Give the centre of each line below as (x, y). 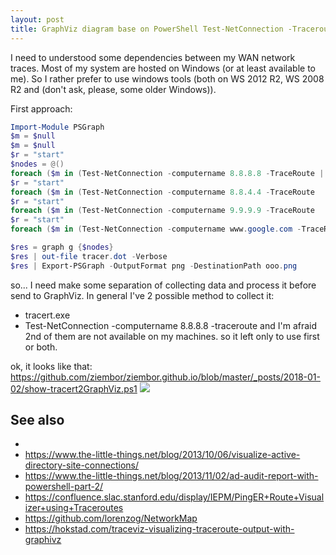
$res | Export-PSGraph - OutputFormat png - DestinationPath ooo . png (154, 266)
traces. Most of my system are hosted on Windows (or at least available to (163, 68)
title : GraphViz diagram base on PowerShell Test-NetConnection (147, 29)
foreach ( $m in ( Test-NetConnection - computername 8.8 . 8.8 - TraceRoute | (167, 173)
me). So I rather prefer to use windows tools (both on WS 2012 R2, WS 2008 (167, 78)
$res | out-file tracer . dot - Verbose (89, 256)
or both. (41, 347)
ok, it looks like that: (51, 366)
